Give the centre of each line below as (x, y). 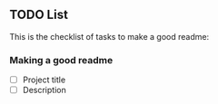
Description (44, 90)
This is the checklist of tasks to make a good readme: (109, 36)
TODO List (39, 15)
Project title (44, 80)
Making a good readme (61, 60)
